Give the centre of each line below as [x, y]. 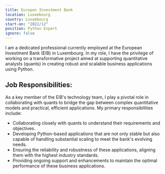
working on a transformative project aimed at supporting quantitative [76, 58]
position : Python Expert [31, 29]
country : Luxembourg [27, 19]
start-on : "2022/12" [27, 24]
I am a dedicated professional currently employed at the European [74, 48]
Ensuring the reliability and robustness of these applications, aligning [84, 150]
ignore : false [20, 33]
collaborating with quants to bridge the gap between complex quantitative [82, 102]
